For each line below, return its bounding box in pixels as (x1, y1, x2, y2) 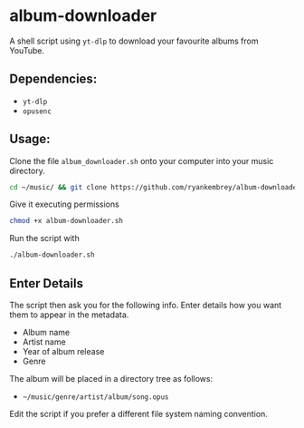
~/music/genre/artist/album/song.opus (22, 393, 169, 402)
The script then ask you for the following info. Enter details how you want (9, 300, 282, 310)
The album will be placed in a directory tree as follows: (9, 374, 214, 384)
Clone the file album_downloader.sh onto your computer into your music (9, 155, 274, 166)
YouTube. (9, 44, 45, 55)
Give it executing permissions (9, 199, 119, 209)
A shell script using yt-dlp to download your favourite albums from (9, 35, 259, 46)
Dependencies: (9, 72, 98, 87)
